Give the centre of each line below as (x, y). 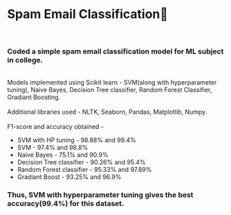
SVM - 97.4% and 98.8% (53, 148)
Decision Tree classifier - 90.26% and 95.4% (82, 162)
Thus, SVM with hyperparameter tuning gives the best (100, 195)
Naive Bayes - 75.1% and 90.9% (63, 155)
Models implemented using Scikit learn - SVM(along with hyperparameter (112, 83)
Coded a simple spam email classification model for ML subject (115, 51)
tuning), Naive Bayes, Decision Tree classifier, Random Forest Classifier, (110, 90)
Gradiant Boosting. (34, 97)
